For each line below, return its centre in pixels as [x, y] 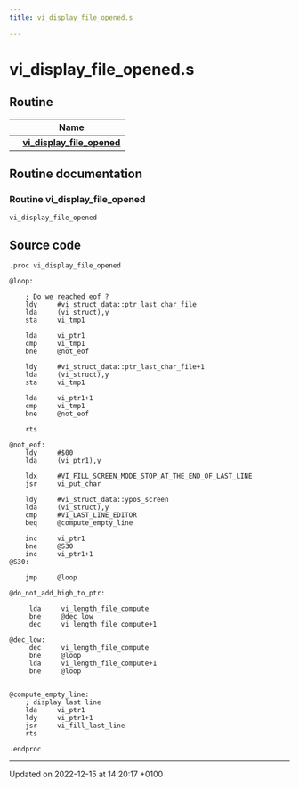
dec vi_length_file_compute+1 [93, 625]
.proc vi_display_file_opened [65, 266]
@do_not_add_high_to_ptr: [57, 594]
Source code [45, 245]
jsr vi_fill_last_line [75, 726]
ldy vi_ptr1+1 [59, 718]
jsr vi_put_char [63, 484]
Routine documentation [76, 174]
